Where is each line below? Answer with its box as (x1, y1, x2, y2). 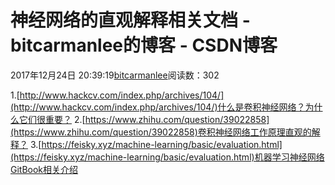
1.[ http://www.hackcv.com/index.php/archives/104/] (10, 89, 225, 101)
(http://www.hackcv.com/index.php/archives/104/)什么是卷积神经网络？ (10, 101, 306, 113)
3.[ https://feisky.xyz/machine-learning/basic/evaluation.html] (29, 138, 283, 150)
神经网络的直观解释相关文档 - (10, 9, 251, 32)
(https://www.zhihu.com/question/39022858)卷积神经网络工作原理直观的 (10, 126, 312, 138)
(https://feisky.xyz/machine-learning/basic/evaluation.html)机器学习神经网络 (10, 151, 325, 163)
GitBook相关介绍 (10, 163, 79, 175)
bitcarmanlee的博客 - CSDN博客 (10, 34, 278, 57)
